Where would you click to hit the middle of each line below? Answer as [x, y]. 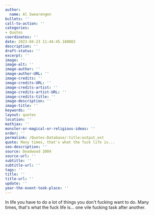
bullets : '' [17, 19]
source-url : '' [21, 156]
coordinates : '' [22, 37]
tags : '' [14, 170]
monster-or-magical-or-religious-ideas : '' [50, 128]
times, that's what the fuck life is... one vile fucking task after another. [75, 207]
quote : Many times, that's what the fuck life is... [60, 142]
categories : [17, 28]
